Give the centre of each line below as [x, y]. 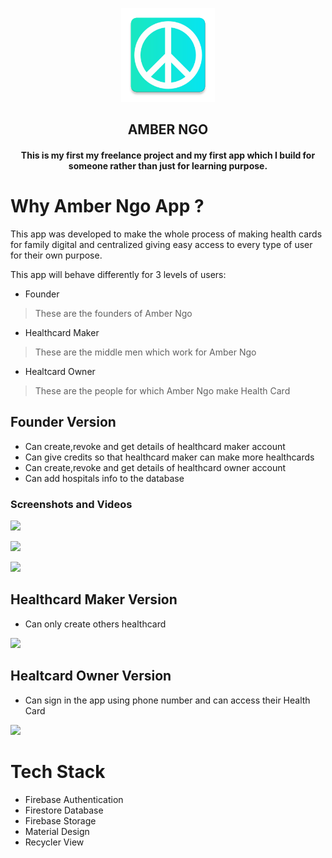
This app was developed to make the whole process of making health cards [166, 234]
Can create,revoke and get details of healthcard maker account [155, 446]
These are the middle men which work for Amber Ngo [145, 352]
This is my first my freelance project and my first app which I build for [168, 155]
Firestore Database [64, 810]
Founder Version [63, 422]
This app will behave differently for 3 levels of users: [118, 274]
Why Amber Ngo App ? [107, 206]
